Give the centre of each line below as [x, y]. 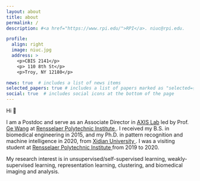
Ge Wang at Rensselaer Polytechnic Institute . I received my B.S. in [88, 128]
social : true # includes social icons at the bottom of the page [90, 94]
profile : [17, 39]
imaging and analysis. [33, 172]
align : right [28, 45]
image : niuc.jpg [32, 50]
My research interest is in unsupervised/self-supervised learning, [86, 159]
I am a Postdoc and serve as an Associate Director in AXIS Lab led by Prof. [98, 122]
